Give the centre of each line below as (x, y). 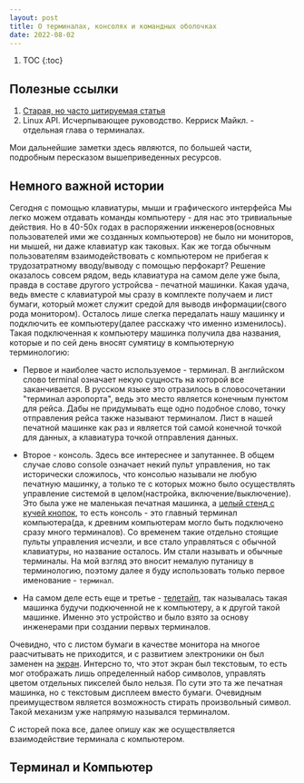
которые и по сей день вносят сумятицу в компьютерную (122, 343)
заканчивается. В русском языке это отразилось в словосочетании (154, 389)
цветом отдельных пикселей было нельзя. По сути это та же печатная (146, 683)
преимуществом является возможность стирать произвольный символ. (151, 702)
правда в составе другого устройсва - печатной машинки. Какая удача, (149, 285)
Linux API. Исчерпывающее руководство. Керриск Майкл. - (138, 121)
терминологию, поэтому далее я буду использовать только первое (154, 571)
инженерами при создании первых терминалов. (117, 626)
